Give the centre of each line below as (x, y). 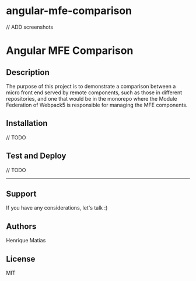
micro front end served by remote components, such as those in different (94, 92)
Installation (27, 123)
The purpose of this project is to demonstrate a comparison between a (91, 86)
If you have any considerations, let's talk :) (57, 208)
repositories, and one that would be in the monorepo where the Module (92, 98)
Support (21, 193)
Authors (21, 226)
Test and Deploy (36, 156)
